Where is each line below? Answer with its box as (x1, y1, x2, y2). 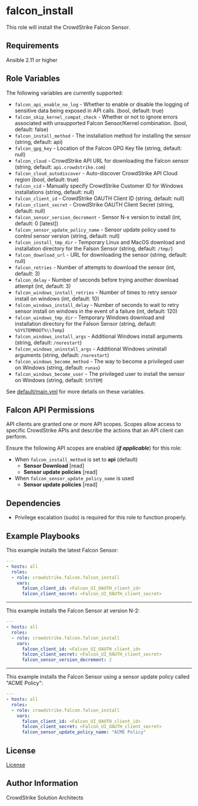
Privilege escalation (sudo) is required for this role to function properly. (14, 514, 187, 521)
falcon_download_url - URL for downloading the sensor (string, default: (14, 251, 187, 258)
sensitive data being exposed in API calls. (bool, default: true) (14, 107, 164, 114)
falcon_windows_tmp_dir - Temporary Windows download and (14, 314, 165, 321)
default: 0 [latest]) (14, 219, 59, 227)
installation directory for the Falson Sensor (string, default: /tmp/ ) (14, 245, 173, 252)
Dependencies (6, 498, 61, 508)
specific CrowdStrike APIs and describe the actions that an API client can (6, 427, 184, 434)
